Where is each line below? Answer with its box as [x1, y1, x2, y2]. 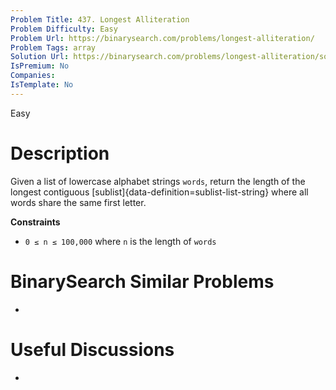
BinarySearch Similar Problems [10, 270, 275, 293]
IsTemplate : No [10, 80, 74, 90]
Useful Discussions [10, 338, 175, 361]
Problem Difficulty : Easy [10, 24, 118, 34]
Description [10, 142, 110, 165]
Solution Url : [10, 52, 70, 62]
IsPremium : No [10, 61, 70, 71]
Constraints [10, 216, 61, 228]
